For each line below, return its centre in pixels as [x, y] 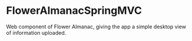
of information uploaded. [36, 32]
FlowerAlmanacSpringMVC [74, 11]
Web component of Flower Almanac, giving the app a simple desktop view [96, 27]
